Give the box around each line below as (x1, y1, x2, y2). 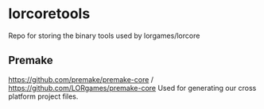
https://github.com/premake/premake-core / (8, 74, 153, 84)
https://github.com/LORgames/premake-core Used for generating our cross (8, 83, 257, 92)
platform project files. (8, 92, 79, 101)
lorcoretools (8, 5, 91, 23)
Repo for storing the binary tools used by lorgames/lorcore (8, 31, 200, 40)
